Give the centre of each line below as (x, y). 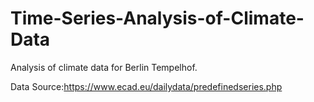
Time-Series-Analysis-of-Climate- (157, 18)
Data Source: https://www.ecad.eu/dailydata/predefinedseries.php (146, 86)
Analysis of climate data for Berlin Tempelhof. (104, 67)
